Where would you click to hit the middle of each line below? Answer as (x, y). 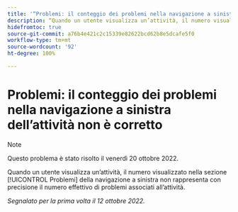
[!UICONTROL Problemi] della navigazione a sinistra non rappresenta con (114, 179)
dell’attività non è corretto (85, 125)
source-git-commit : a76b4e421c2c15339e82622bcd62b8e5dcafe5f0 (101, 34)
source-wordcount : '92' (42, 47)
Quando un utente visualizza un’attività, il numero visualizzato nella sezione (117, 172)
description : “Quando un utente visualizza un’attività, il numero (109, 21)
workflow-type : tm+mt (39, 40)
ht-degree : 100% (31, 54)
